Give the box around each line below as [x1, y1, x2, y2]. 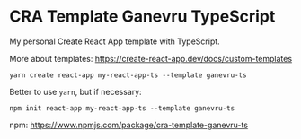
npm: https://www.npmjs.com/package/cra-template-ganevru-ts [9, 119, 249, 130]
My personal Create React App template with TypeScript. [9, 36, 220, 47]
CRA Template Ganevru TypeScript [9, 6, 276, 27]
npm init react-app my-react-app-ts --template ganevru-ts [9, 103, 235, 113]
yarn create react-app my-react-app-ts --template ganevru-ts [9, 70, 247, 80]
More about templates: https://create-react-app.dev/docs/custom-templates [9, 53, 293, 64]
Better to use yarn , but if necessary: [9, 86, 142, 97]
